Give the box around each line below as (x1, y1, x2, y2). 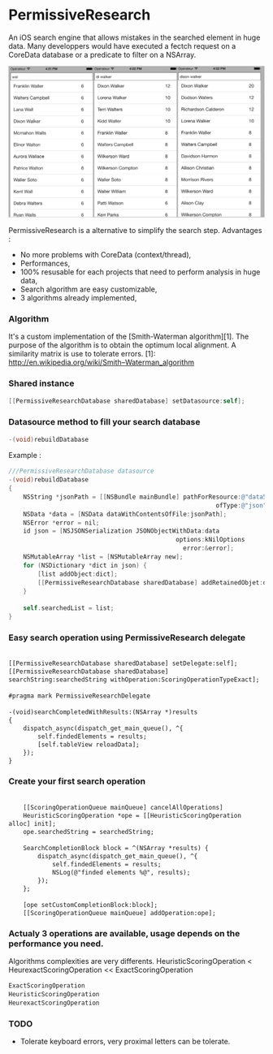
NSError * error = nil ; (23, 518, 100, 527)
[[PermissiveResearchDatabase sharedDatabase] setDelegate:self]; (8, 659, 238, 667)
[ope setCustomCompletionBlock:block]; (23, 901, 158, 909)
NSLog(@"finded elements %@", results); (51, 868, 191, 876)
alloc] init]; (8, 819, 57, 827)
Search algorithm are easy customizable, (19, 284, 158, 294)
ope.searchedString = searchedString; (23, 827, 154, 836)
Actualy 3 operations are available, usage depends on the (8, 927, 240, 939)
